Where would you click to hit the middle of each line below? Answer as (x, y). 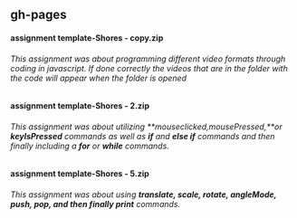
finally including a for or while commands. (90, 146)
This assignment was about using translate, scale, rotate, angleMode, (144, 194)
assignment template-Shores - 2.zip (80, 106)
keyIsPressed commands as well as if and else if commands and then (143, 136)
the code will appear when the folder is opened (99, 78)
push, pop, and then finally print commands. (95, 204)
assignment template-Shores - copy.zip (87, 38)
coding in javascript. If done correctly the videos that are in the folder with (149, 68)
